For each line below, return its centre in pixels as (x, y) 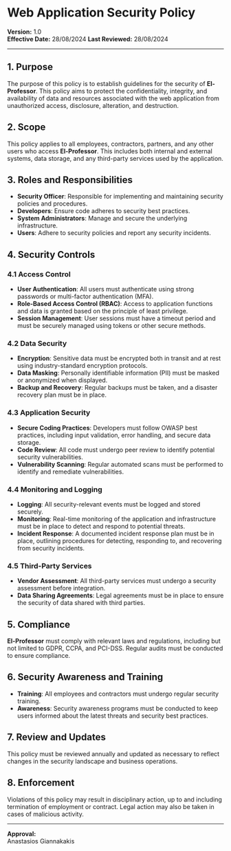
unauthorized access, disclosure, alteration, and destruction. (93, 105)
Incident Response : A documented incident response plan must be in (115, 533)
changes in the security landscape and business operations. (92, 761)
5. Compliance (39, 625)
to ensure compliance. (39, 656)
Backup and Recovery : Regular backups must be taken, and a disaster (117, 388)
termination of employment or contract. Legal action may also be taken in (111, 806)
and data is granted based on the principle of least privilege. (102, 311)
